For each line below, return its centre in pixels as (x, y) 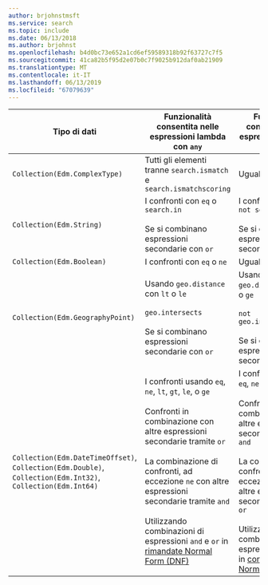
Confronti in (167, 412)
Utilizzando (166, 521)
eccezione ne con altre (187, 481)
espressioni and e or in (187, 541)
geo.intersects (173, 313)
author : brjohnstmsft (44, 16)
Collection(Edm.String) (57, 225)
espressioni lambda (188, 136)
